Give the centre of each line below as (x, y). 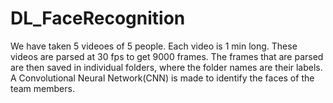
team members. (42, 88)
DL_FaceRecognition (98, 18)
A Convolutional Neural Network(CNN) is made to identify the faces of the (162, 78)
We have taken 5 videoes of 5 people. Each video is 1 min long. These (154, 46)
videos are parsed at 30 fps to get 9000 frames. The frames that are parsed (167, 56)
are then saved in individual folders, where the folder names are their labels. (166, 67)
